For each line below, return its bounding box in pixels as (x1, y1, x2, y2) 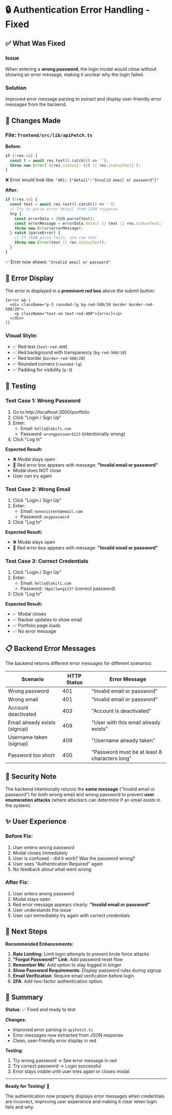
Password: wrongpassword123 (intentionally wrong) (20, 431, 125, 437)
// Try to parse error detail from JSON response (10, 206, 118, 212)
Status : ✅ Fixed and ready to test (5, 1007, 76, 1013)
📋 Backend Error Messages (5, 644, 96, 652)
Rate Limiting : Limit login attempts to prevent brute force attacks (12, 951, 149, 957)
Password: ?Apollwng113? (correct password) (20, 586, 116, 592)
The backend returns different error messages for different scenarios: (5, 660, 153, 666)
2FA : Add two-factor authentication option (12, 978, 102, 984)
